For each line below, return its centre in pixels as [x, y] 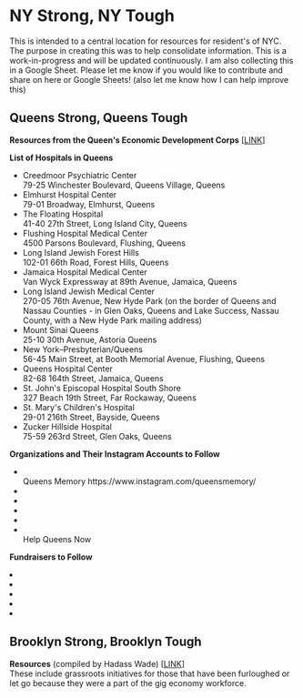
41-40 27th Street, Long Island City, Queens [105, 223]
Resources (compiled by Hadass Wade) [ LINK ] [97, 663]
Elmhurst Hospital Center [70, 194]
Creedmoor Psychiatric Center [80, 175]
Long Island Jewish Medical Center [89, 291]
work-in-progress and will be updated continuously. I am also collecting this [151, 60]
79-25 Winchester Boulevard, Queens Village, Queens [124, 185]
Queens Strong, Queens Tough [99, 118]
